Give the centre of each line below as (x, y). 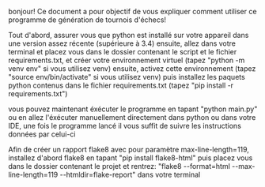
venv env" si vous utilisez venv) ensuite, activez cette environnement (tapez (132, 69)
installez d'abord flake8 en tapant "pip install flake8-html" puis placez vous (131, 158)
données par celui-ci (42, 134)
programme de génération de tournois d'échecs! (87, 20)
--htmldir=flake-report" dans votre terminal (130, 174)
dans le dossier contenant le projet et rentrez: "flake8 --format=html (119, 166)
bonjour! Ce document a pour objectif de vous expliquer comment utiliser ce (132, 11)
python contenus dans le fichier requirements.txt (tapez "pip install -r (121, 85)
